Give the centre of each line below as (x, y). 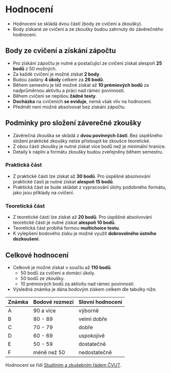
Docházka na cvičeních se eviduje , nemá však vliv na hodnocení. (82, 101)
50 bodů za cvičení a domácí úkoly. (58, 273)
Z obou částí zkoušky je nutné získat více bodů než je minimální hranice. (89, 146)
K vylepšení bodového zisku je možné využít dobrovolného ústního (84, 234)
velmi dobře (93, 319)
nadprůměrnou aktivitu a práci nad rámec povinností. (69, 90)
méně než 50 (49, 352)
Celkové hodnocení (37, 255)
